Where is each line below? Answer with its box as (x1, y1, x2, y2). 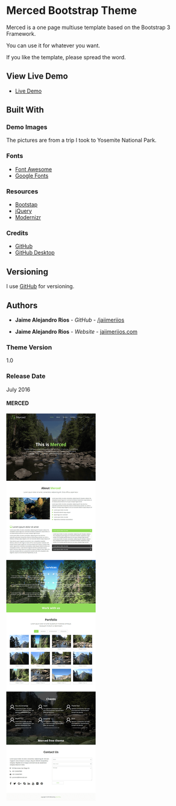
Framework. (6, 30, 36, 37)
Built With (6, 105, 44, 115)
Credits (6, 228, 28, 237)
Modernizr (14, 214, 41, 221)
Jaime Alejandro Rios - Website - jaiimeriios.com (14, 328, 137, 335)
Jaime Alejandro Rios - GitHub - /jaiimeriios (14, 316, 125, 323)
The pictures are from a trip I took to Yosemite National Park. (6, 137, 157, 144)
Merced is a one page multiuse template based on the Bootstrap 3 (6, 24, 171, 31)
